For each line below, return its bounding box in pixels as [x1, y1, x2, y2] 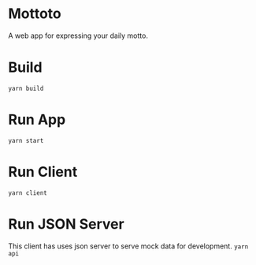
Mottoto [8, 5, 61, 23]
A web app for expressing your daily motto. [8, 31, 148, 40]
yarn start [8, 136, 44, 144]
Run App [8, 111, 66, 129]
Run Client [8, 163, 78, 181]
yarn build [8, 84, 44, 92]
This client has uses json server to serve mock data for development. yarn [8, 241, 249, 251]
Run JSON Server [8, 215, 124, 233]
